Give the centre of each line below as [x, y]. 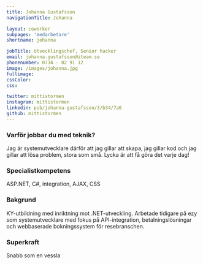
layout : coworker [29, 29]
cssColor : [19, 80]
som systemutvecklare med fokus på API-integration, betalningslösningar [99, 220]
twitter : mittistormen [35, 96]
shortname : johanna [31, 40]
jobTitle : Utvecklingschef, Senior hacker [61, 51]
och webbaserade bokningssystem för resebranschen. [75, 226]
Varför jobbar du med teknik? [51, 135]
